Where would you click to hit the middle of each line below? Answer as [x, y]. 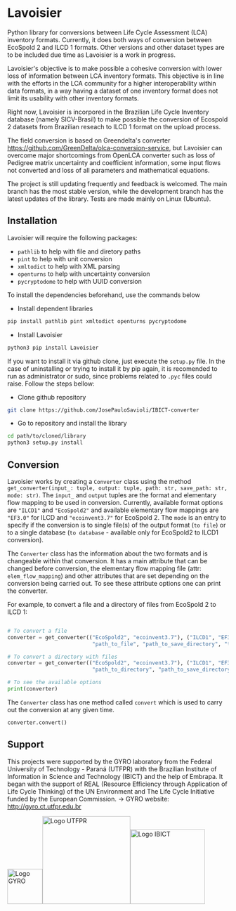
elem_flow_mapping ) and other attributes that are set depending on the [108, 576]
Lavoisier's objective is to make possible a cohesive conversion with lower [115, 68]
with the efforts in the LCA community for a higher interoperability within [112, 83]
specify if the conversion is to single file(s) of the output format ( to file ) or [117, 525]
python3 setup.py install [45, 443]
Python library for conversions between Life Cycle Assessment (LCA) [107, 32]
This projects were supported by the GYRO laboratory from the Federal [110, 761]
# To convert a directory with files [63, 657]
